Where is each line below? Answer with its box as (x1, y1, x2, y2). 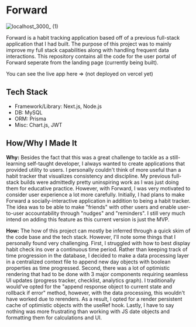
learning (6, 160, 26, 167)
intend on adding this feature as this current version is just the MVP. (6, 215, 170, 222)
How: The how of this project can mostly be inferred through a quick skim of (6, 227, 191, 234)
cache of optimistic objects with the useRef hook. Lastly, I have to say (6, 301, 174, 308)
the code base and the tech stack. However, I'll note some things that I (6, 233, 176, 240)
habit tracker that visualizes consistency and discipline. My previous (6, 172, 171, 179)
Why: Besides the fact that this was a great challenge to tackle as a (6, 154, 169, 161)
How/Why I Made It (6, 138, 77, 148)
